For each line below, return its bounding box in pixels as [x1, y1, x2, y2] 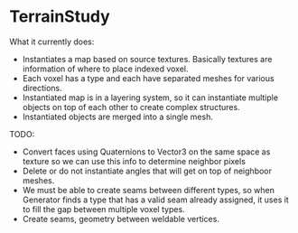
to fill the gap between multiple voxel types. [22, 203, 185, 214]
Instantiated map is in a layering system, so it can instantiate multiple [22, 92, 278, 103]
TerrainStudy [9, 6, 110, 27]
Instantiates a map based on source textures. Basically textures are [22, 53, 273, 64]
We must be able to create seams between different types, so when [22, 184, 275, 195]
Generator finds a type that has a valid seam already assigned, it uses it [22, 194, 289, 205]
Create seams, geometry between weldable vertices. [22, 213, 219, 224]
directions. [22, 82, 63, 93]
